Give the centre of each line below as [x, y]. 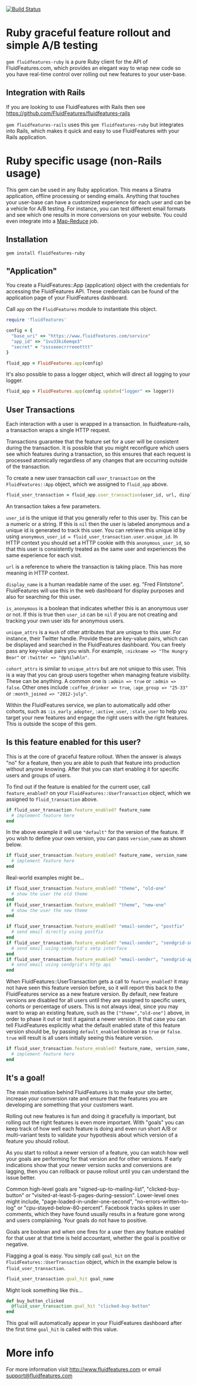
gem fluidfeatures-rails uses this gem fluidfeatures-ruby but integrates [95, 124]
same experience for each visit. [44, 555]
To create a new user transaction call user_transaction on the [81, 478]
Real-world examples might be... [45, 878]
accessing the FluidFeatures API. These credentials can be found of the [92, 291]
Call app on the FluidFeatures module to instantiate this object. [81, 309]
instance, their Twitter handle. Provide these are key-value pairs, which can [97, 638]
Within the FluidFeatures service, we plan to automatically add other [88, 705]
